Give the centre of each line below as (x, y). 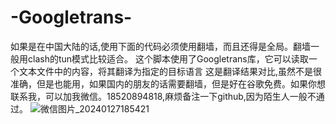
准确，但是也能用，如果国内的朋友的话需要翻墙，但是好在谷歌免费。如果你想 (168, 83)
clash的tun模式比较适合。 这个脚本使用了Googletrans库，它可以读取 (168, 58)
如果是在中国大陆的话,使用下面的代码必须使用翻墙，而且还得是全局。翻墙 (161, 46)
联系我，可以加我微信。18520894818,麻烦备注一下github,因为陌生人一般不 (163, 96)
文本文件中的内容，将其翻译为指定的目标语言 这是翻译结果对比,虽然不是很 (170, 71)
